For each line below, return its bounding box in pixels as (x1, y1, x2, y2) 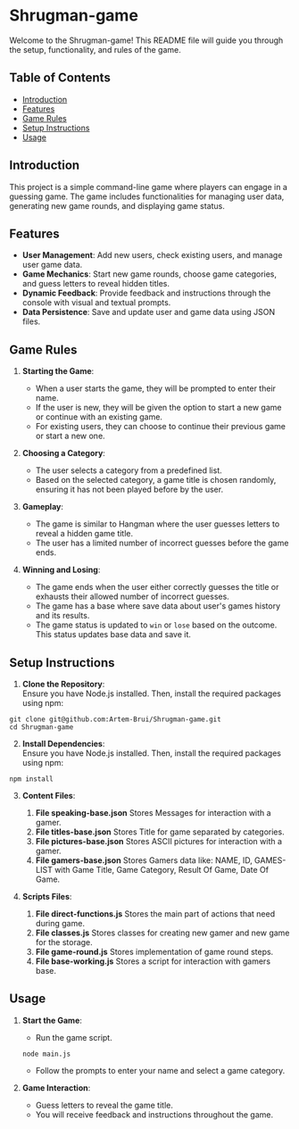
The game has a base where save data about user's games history (35, 601, 281, 611)
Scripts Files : (21, 892, 72, 901)
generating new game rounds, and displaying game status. (9, 200, 226, 211)
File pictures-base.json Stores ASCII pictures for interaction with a (35, 836, 283, 846)
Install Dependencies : (21, 738, 105, 749)
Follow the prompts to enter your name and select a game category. (35, 1065, 286, 1075)
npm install (9, 775, 54, 784)
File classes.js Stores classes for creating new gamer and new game (35, 927, 290, 938)
